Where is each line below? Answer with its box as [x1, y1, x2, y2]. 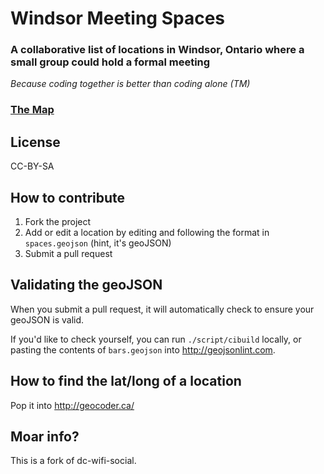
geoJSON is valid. [10, 313, 85, 326]
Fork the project [24, 216, 92, 228]
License [10, 133, 61, 151]
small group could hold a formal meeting [10, 55, 211, 69]
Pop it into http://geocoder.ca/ [10, 399, 135, 411]
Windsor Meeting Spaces [10, 7, 225, 30]
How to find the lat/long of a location [10, 373, 242, 390]
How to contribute [10, 189, 126, 206]
